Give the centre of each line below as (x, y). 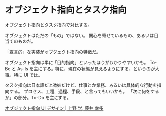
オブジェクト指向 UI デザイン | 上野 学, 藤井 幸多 (54, 108)
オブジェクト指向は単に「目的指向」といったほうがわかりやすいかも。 (77, 62)
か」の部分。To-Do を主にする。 (38, 97)
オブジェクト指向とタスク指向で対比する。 (49, 25)
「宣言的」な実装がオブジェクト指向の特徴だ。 (53, 52)
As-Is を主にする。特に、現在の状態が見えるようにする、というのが (86, 68)
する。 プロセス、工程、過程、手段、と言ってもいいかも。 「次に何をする (84, 91)
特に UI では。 (28, 75)
